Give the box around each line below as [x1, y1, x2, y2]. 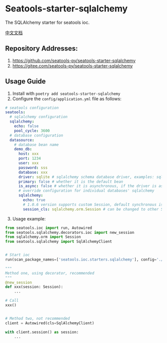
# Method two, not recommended [5, 316, 70, 321]
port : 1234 [18, 156, 41, 161]
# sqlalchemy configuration [9, 115, 68, 120]
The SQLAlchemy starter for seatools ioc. [5, 19, 90, 25]
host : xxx [18, 151, 39, 156]
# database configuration [9, 133, 64, 138]
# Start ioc [5, 253, 30, 258]
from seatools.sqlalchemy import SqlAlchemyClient [5, 239, 112, 244]
